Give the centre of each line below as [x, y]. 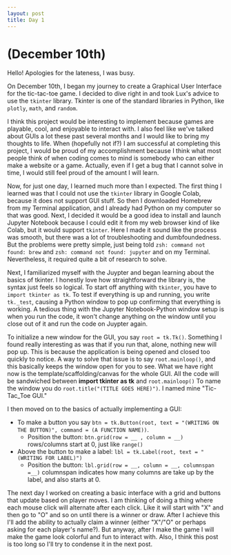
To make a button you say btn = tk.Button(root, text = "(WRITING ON [118, 422]
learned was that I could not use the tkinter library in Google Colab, [104, 193]
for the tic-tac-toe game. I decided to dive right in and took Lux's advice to [113, 94]
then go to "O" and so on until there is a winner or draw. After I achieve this [114, 515]
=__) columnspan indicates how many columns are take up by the [121, 472]
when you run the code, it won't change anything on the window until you [111, 317]
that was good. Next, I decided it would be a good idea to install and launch [114, 216]
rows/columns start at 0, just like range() [85, 444]
